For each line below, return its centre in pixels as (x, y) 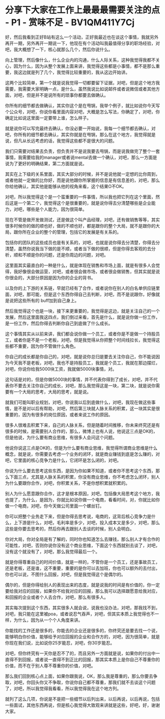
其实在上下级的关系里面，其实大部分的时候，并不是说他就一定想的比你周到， (82, 174)
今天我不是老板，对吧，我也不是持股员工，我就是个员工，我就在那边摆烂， (84, 363)
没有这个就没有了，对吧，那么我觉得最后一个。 (52, 551)
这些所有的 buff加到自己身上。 (49, 300)
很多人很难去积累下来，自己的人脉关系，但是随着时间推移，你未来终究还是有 (82, 425)
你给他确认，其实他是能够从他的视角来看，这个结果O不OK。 (66, 186)
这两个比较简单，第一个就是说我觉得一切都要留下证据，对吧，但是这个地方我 (82, 82)
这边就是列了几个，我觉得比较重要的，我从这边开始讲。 (74, 72)
